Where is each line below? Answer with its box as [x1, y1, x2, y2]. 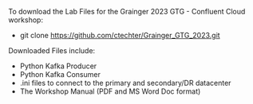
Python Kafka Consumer [19, 70, 101, 79]
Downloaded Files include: [8, 46, 96, 55]
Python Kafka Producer [19, 61, 97, 71]
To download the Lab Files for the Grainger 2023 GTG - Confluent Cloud [8, 7, 246, 16]
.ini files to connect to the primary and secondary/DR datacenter [19, 79, 231, 87]
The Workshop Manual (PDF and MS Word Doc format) [19, 87, 201, 96]
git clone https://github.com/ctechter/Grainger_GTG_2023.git [19, 31, 221, 40]
